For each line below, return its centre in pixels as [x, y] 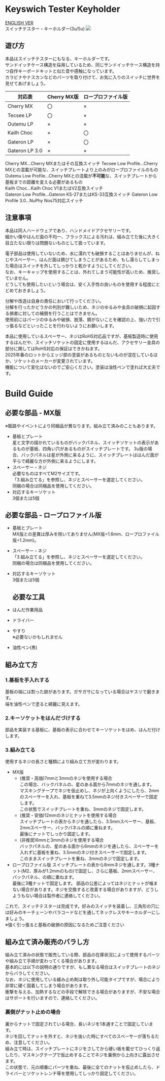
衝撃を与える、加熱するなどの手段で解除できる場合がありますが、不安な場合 [83, 992]
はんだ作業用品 [27, 610]
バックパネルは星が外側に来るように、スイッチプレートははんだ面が [90, 455]
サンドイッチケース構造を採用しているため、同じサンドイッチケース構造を [81, 65]
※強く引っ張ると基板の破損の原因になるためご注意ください [65, 925]
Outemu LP [20, 124]
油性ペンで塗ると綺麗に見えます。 [48, 704]
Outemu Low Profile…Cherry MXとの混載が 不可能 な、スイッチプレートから [81, 176]
